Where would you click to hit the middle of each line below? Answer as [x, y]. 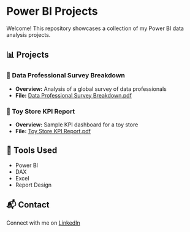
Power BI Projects [52, 11]
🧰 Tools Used [32, 151]
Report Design [33, 185]
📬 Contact [28, 205]
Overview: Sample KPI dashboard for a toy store [77, 125]
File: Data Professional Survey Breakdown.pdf [73, 95]
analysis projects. [28, 34]
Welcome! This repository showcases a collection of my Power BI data [95, 28]
